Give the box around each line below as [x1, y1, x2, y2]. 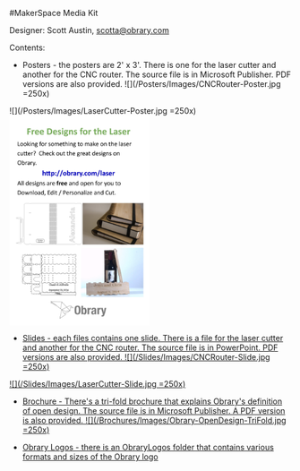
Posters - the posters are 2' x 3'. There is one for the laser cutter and [21, 60, 277, 70]
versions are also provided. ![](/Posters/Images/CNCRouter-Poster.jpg [21, 79, 281, 89]
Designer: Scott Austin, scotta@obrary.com [9, 25, 170, 35]
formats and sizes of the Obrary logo [21, 451, 159, 462]
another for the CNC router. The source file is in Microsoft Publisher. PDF [21, 69, 292, 80]
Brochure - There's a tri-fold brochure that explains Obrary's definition [21, 396, 283, 407]
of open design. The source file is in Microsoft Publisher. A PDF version [21, 406, 286, 416]
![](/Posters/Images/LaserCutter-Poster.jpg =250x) [9, 106, 197, 116]
